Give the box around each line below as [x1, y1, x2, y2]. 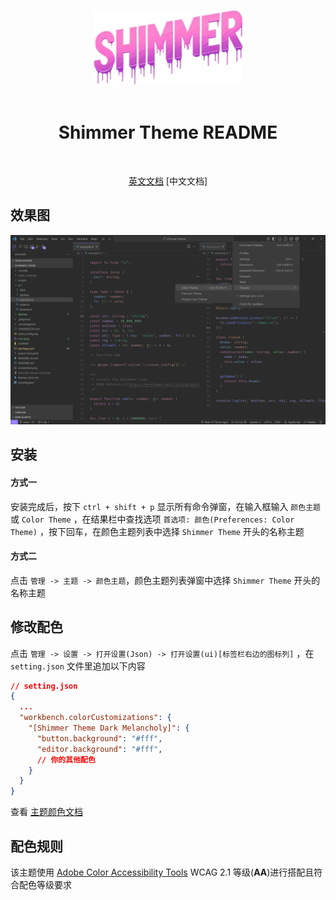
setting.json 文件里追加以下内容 [10, 660, 146, 672]
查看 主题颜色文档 [10, 806, 83, 818]
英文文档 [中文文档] [128, 175, 208, 187]
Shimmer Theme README [58, 121, 278, 144]
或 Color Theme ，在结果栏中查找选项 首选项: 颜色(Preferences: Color [10, 513, 295, 525]
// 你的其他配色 [36, 755, 96, 765]
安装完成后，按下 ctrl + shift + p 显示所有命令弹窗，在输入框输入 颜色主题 [10, 500, 321, 512]
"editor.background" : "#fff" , [36, 744, 163, 754]
